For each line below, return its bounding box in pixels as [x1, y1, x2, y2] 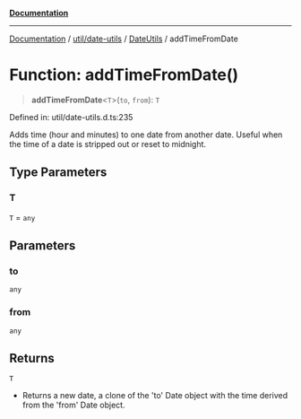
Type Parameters [9, 165, 107, 180]
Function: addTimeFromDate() [9, 65, 239, 85]
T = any [9, 212, 36, 223]
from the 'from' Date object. [21, 399, 125, 411]
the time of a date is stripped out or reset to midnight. [9, 138, 207, 149]
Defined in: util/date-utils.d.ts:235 [9, 111, 133, 122]
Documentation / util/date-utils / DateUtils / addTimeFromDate [9, 33, 239, 44]
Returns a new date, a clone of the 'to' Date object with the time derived [21, 390, 288, 401]
